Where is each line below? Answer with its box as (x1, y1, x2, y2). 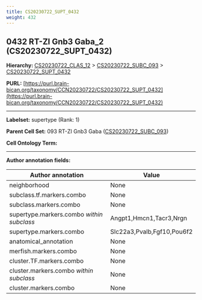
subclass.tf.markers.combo (9, 191, 86, 199)
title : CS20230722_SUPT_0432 (6, 8, 79, 15)
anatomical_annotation (9, 238, 73, 246)
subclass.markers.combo (9, 200, 81, 209)
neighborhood (9, 181, 50, 190)
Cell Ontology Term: (6, 139, 58, 147)
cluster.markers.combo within (9, 266, 93, 275)
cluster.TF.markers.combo (9, 257, 84, 265)
